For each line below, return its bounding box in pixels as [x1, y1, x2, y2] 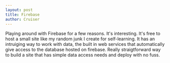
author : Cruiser [5, 17, 40, 22]
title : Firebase [5, 12, 40, 17]
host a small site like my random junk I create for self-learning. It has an [5, 36, 155, 42]
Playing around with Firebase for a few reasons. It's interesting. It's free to [5, 31, 160, 37]
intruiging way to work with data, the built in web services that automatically [5, 41, 165, 47]
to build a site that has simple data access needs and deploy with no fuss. [5, 52, 160, 58]
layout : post [5, 7, 33, 13]
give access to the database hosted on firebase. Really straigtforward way [5, 46, 161, 53]
